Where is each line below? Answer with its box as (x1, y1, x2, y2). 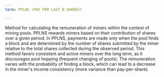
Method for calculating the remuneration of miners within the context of (5, 25, 149, 31)
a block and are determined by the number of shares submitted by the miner (5, 40, 159, 46)
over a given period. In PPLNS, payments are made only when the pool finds (5, 35, 159, 41)
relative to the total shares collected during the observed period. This (5, 45, 145, 51)
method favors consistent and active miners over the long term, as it (5, 51, 143, 57)
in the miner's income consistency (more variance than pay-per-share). (5, 66, 149, 72)
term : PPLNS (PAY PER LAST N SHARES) (5, 7, 82, 12)
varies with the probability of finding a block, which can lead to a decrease (5, 61, 156, 67)
